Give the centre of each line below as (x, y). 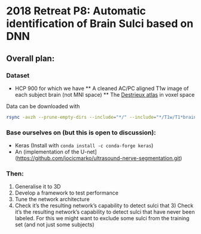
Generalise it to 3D (38, 187)
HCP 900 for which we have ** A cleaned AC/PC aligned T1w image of (102, 88)
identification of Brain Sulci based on (100, 24)
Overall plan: (31, 58)
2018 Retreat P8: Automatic (76, 11)
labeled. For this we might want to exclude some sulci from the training (102, 218)
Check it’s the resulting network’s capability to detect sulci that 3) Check (104, 206)
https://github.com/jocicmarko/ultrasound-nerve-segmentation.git (99, 158)
